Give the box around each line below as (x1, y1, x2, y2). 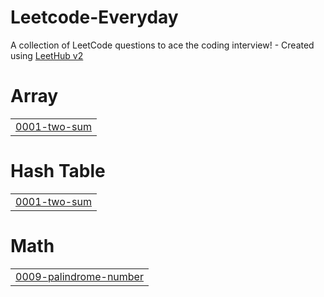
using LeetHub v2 (10, 49, 84, 61)
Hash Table (10, 160, 106, 183)
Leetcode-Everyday (10, 6, 179, 29)
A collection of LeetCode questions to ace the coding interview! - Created (10, 39, 315, 51)
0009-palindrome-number (15, 269, 144, 283)
